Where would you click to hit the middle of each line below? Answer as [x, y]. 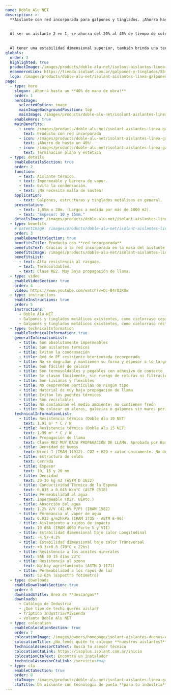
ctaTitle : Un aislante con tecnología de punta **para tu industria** [91, 685]
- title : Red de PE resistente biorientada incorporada [79, 357]
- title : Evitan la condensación [54, 352]
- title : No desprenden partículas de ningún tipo [74, 385]
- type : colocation [31, 623]
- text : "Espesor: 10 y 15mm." [52, 214]
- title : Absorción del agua [50, 504]
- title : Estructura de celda [51, 457]
